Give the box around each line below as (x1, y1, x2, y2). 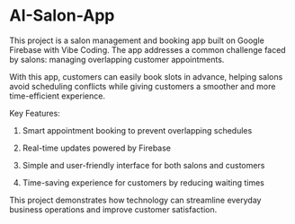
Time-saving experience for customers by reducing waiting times (22, 177, 265, 188)
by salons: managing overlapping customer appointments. (9, 54, 225, 65)
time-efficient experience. (9, 90, 106, 101)
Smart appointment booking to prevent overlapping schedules (22, 125, 253, 135)
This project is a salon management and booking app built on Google (9, 35, 265, 46)
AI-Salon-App (9, 5, 115, 26)
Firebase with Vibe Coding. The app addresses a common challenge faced (9, 44, 286, 55)
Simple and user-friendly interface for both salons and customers (22, 159, 265, 170)
